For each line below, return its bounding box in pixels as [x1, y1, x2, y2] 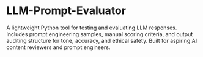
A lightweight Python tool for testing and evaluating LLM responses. [6, 24, 177, 31]
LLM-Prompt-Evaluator [6, 4, 127, 18]
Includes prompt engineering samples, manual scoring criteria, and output [6, 30, 193, 37]
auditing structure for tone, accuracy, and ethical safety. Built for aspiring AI [6, 37, 197, 44]
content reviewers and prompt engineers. [6, 44, 111, 51]
